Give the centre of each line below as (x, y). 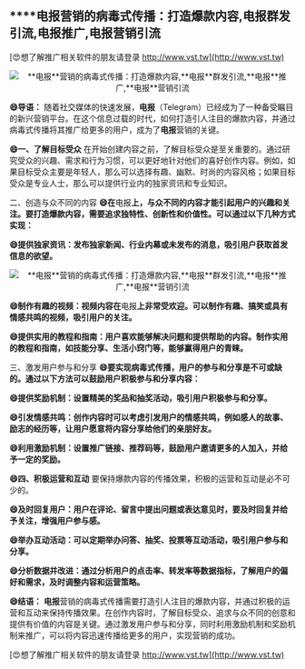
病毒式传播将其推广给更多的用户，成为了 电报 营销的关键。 (117, 129)
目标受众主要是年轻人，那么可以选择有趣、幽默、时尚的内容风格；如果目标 (156, 172)
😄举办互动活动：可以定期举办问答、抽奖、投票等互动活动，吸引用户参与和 (149, 540)
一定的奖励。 (41, 459)
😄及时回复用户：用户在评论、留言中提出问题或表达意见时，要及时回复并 (145, 509)
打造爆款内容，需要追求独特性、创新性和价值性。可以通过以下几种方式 (164, 214)
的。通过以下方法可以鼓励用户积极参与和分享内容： (105, 378)
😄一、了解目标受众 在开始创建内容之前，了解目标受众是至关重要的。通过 (146, 149)
